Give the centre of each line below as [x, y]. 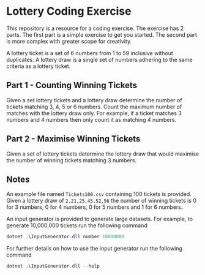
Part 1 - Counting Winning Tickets [72, 85]
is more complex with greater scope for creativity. [69, 41]
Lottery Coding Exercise [69, 11]
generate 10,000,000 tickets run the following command [77, 225]
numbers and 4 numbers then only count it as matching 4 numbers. [91, 119]
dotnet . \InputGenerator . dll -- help [53, 266]
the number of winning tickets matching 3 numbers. [71, 160]
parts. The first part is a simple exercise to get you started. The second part [102, 34]
